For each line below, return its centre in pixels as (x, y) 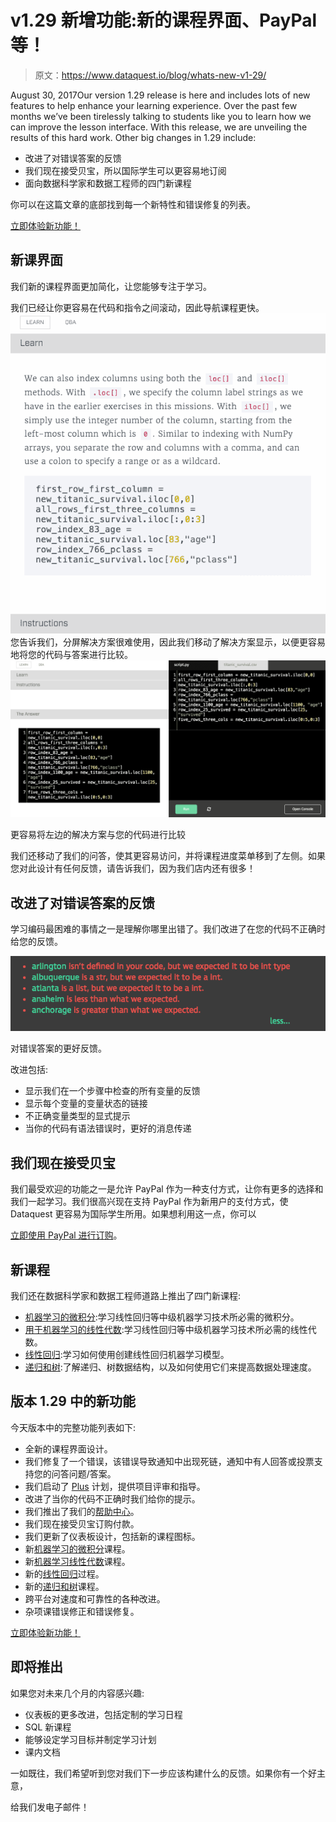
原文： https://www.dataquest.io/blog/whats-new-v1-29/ (150, 75)
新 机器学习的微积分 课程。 (77, 1548)
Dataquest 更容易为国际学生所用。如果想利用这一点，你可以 (133, 1214)
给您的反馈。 (36, 942)
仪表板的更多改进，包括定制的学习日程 (103, 1714)
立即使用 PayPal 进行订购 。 (66, 1235)
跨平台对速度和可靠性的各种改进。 (95, 1598)
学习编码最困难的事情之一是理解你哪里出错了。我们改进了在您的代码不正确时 (168, 929)
